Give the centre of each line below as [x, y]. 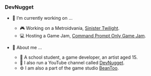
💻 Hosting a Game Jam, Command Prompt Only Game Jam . [83, 36]
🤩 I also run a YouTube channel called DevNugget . [72, 63]
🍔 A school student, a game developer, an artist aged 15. [79, 57]
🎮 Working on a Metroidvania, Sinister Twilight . [70, 28]
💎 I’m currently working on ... [42, 18]
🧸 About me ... [27, 48]
